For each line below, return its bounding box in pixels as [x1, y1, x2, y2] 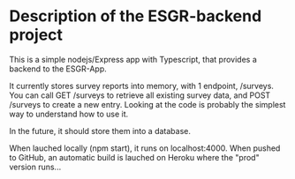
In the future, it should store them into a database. [9, 125, 192, 136]
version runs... [9, 161, 62, 172]
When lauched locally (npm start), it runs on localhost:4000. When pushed [9, 143, 281, 153]
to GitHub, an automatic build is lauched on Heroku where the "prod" [9, 152, 260, 162]
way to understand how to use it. [9, 108, 129, 119]
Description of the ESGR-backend [9, 6, 262, 26]
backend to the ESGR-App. [9, 63, 108, 74]
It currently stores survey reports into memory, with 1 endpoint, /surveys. [9, 80, 274, 91]
